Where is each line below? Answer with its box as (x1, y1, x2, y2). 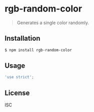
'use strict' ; (4, 75, 34, 80)
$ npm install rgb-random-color (4, 47, 72, 53)
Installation (4, 34, 40, 43)
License (4, 88, 30, 97)
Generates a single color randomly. (16, 20, 89, 26)
